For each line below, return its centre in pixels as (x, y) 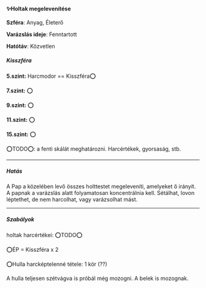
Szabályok (21, 219)
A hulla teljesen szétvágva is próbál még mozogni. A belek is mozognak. (97, 278)
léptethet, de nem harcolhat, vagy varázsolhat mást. (72, 200)
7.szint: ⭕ (20, 91)
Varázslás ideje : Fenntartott (42, 34)
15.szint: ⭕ (21, 134)
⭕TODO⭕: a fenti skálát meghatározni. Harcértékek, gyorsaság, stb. (94, 149)
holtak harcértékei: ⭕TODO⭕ (44, 235)
